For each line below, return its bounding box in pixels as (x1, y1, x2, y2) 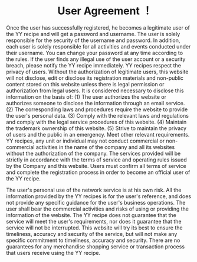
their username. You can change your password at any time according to (6, 49, 183, 56)
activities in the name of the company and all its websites (35, 143, 175, 150)
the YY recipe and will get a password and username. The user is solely (6, 30, 180, 37)
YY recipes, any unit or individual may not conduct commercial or (6, 137, 165, 144)
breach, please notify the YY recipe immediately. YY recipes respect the (6, 62, 182, 69)
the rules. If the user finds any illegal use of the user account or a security (6, 56, 186, 63)
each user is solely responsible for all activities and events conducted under (6, 43, 191, 50)
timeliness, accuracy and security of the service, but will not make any (6, 230, 178, 237)
